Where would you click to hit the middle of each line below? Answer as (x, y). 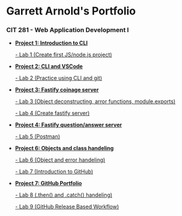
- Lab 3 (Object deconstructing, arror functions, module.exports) (95, 101)
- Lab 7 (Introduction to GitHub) (54, 172)
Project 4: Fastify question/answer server (68, 125)
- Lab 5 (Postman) (37, 136)
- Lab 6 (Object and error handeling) (60, 160)
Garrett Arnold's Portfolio (71, 11)
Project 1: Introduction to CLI (51, 43)
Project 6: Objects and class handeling (64, 148)
